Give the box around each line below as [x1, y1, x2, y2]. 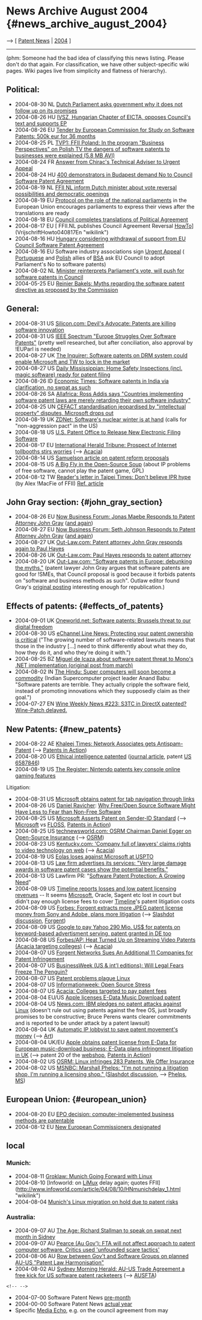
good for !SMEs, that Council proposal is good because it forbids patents [14, 571, 195, 578]
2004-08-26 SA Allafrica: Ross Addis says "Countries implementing [14, 390, 183, 397]
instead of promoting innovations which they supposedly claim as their [14, 687, 191, 695]
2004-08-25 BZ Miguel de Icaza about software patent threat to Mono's [14, 655, 194, 663]
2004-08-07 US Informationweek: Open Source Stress [14, 981, 151, 988]
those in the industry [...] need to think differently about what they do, [14, 643, 188, 650]
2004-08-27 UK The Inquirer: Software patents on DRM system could [14, 351, 188, 359]
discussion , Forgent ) [14, 917, 66, 924]
